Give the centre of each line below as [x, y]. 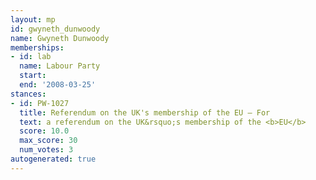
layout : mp [33, 19]
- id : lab [31, 57]
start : [33, 76]
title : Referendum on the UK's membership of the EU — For [145, 112]
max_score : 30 [48, 141]
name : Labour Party [60, 66]
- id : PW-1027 [40, 103]
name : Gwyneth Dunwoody [60, 38]
